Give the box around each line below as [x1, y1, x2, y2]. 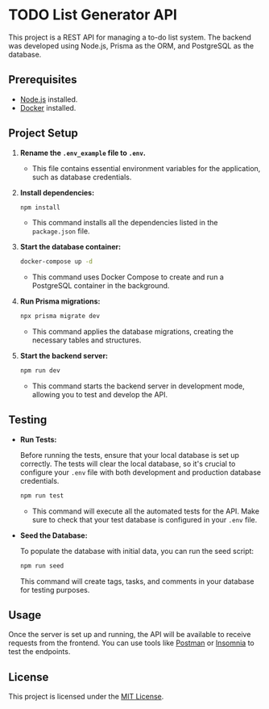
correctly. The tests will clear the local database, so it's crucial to [19, 459, 236, 468]
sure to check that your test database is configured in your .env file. [31, 514, 258, 524]
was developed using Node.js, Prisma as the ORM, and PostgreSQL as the [8, 40, 255, 50]
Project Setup [8, 127, 79, 141]
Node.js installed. [19, 94, 78, 104]
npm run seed [19, 561, 64, 570]
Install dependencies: [19, 187, 95, 197]
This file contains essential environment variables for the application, [31, 163, 261, 173]
